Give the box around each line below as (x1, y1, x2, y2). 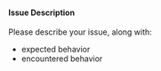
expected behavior (20, 44, 91, 55)
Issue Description (8, 7, 76, 18)
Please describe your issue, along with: (8, 27, 152, 37)
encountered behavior (20, 53, 103, 64)
